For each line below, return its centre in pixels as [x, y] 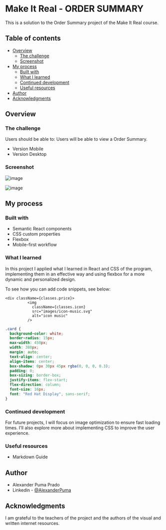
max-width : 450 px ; [29, 343]
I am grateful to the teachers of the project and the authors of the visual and [83, 518]
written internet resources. [32, 523]
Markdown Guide [30, 457]
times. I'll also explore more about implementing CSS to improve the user [80, 428]
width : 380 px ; [24, 348]
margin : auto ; [24, 352]
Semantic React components [42, 229]
